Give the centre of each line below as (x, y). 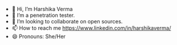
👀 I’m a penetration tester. (43, 15)
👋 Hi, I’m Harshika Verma (42, 9)
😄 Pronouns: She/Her (39, 36)
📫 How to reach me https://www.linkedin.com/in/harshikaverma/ (91, 28)
